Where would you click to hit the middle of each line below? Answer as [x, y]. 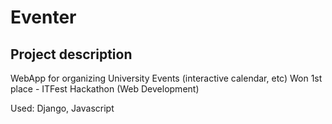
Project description [71, 54]
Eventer [43, 17]
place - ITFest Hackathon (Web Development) [105, 89]
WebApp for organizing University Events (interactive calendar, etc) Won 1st [166, 78]
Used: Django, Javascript [62, 108]
